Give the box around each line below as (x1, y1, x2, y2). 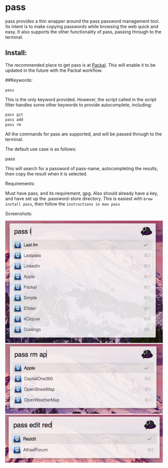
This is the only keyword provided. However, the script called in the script (5, 96, 156, 102)
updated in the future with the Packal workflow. (5, 67, 102, 73)
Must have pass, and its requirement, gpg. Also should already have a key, (5, 190, 158, 196)
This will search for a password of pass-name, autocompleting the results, (5, 165, 158, 172)
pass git (5, 112, 23, 117)
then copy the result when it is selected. (5, 171, 87, 177)
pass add (5, 117, 23, 122)
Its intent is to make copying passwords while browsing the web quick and (5, 23, 158, 29)
